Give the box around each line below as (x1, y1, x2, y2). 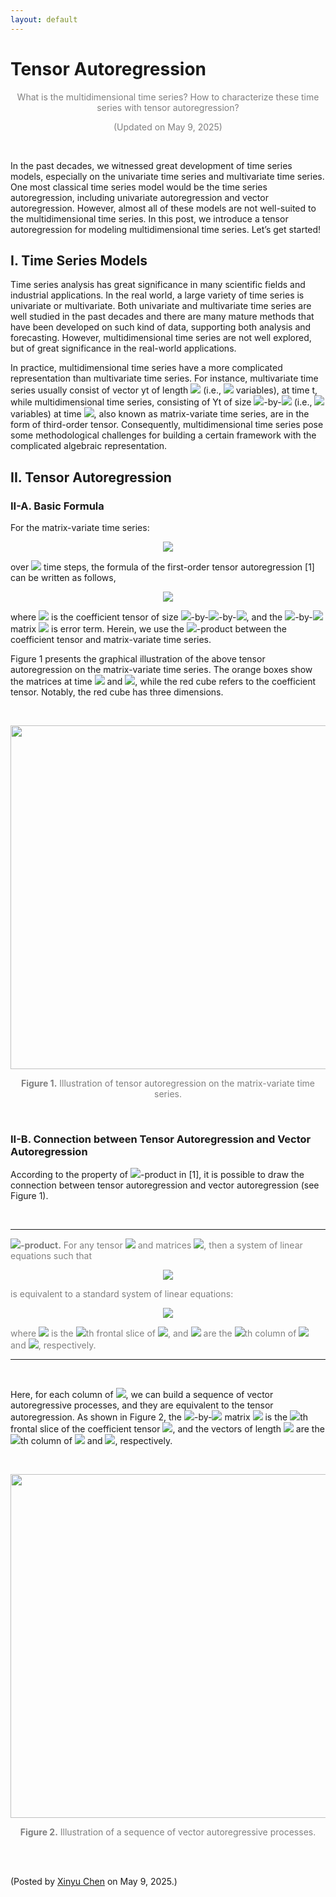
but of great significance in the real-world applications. (10, 342, 237, 355)
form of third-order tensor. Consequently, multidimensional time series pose (10, 419, 324, 431)
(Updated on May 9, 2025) (113, 121, 223, 133)
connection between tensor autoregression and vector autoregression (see (10, 1179, 320, 1191)
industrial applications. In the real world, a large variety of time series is (10, 289, 305, 301)
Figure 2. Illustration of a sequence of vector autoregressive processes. (19, 1826, 317, 1838)
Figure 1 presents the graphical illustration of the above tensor (10, 653, 266, 665)
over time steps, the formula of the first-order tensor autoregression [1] (10, 561, 315, 573)
